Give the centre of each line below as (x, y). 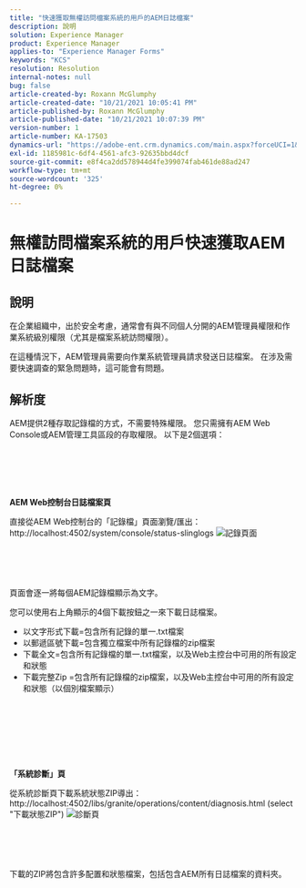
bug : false (30, 86)
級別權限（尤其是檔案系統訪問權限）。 (103, 337)
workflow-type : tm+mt (51, 170)
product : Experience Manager (65, 43)
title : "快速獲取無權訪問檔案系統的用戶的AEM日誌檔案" (102, 18)
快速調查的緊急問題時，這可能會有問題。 (93, 368)
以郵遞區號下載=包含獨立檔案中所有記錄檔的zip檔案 (119, 642)
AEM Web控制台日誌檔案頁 (61, 502)
